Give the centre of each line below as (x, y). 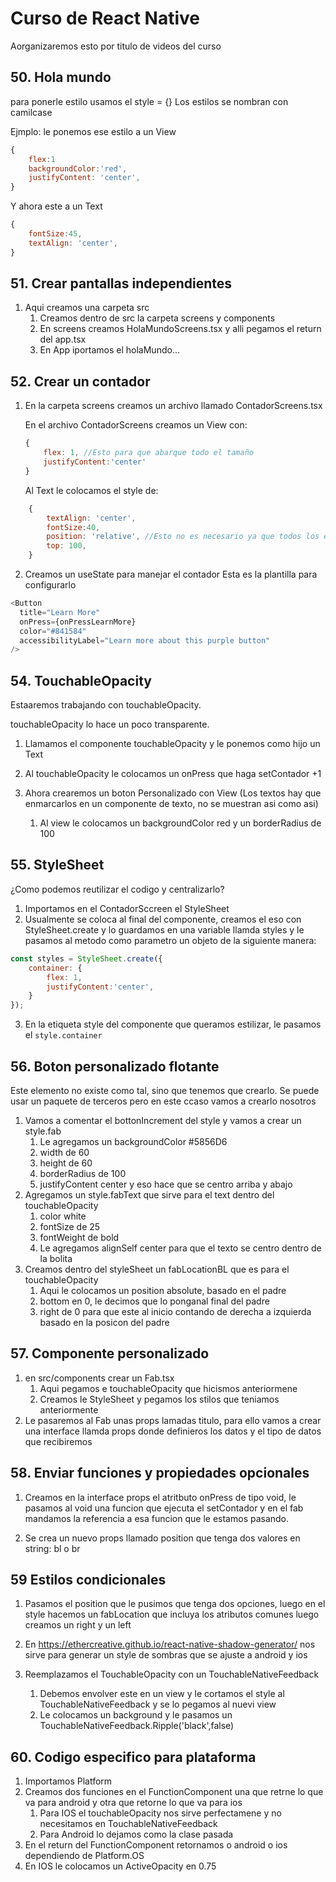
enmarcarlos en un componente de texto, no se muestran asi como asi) (171, 804)
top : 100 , (66, 546)
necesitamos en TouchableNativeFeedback (128, 1824)
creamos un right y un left (78, 1625)
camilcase (31, 112)
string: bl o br (52, 1548)
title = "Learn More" (60, 612)
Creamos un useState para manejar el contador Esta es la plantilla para (171, 574)
